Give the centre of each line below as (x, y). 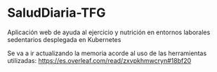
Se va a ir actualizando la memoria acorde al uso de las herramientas (107, 53)
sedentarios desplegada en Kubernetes (64, 39)
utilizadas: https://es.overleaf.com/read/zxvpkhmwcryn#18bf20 (99, 60)
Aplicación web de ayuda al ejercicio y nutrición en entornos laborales (109, 32)
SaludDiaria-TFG (57, 13)
